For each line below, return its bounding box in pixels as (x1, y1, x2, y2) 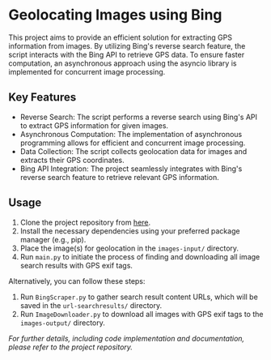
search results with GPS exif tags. (19, 260, 133, 270)
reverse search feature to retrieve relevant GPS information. (19, 172, 220, 182)
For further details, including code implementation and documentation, (8, 333, 245, 343)
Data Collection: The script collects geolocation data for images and (19, 146, 248, 156)
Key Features (8, 91, 77, 105)
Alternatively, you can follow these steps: (8, 276, 146, 285)
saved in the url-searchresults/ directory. (19, 300, 163, 310)
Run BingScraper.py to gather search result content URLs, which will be (19, 292, 259, 302)
